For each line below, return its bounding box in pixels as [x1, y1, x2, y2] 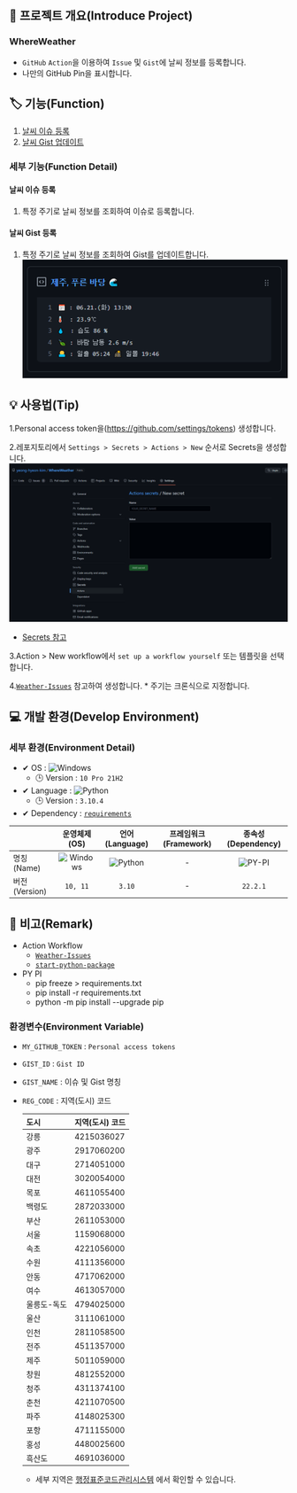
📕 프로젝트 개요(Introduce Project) [9, 8, 193, 24]
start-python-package [34, 960, 115, 970]
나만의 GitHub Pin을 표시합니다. [21, 67, 133, 78]
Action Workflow [21, 940, 83, 951]
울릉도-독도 [26, 1299, 68, 1310]
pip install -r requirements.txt [34, 987, 141, 999]
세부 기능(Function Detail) [9, 160, 118, 173]
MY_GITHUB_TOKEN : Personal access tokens [21, 1041, 176, 1052]
